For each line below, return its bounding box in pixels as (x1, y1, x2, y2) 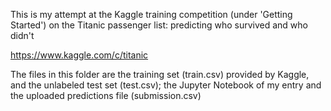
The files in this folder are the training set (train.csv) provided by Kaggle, (10, 69, 310, 80)
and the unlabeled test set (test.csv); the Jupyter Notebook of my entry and (10, 79, 322, 91)
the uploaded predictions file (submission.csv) (10, 90, 202, 101)
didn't (10, 30, 35, 41)
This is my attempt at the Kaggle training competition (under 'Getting (10, 9, 293, 20)
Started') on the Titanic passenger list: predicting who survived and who (10, 19, 308, 31)
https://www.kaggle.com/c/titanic (10, 49, 149, 61)
